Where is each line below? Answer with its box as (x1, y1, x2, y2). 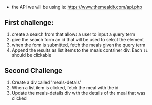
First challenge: (4, 18, 54, 26)
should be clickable (11, 52, 52, 58)
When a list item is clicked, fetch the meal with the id (11, 84, 119, 90)
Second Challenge (4, 66, 63, 75)
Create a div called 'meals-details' (11, 79, 82, 85)
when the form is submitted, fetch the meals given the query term (11, 42, 146, 48)
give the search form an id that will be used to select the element (11, 36, 144, 42)
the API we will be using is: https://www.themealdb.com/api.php (11, 4, 143, 10)
